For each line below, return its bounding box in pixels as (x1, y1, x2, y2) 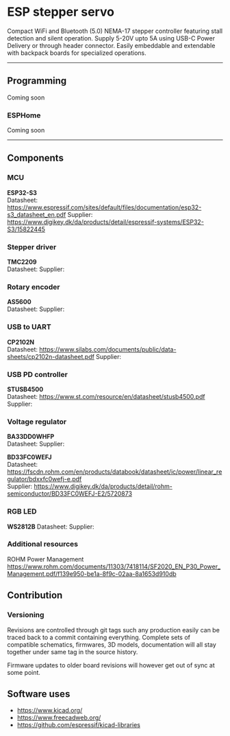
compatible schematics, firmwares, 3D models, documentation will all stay (7, 640, 217, 649)
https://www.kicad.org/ (16, 706, 83, 715)
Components (7, 152, 64, 164)
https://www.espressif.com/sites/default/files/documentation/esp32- (7, 203, 202, 211)
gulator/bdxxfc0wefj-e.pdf (7, 475, 82, 483)
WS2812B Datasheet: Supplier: (7, 522, 94, 531)
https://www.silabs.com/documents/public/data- (39, 345, 177, 354)
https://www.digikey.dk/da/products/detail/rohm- (34, 482, 172, 491)
